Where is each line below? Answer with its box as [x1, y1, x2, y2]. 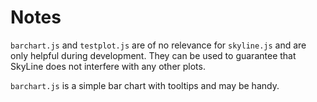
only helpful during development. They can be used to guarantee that [10, 49, 297, 61]
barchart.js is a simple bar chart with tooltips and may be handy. [10, 79, 280, 91]
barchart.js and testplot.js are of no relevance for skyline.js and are [10, 39, 307, 51]
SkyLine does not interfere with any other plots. [10, 60, 206, 72]
